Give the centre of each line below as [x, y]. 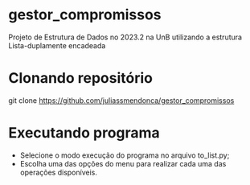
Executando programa [84, 133]
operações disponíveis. [59, 172]
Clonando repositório [80, 78]
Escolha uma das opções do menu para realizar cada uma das [123, 163]
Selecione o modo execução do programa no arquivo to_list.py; [125, 155]
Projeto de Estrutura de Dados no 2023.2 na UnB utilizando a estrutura [125, 37]
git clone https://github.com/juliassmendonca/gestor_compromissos [121, 100]
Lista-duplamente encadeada [57, 45]
